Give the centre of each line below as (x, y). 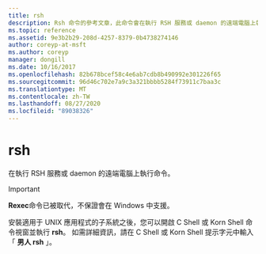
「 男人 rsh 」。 (32, 241)
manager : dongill (37, 60)
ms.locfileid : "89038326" (51, 112)
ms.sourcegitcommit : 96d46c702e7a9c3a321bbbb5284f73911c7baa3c (115, 82)
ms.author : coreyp (38, 52)
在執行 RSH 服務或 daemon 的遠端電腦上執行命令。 (91, 173)
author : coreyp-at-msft (47, 45)
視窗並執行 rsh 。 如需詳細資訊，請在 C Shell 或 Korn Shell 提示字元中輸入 (134, 232)
